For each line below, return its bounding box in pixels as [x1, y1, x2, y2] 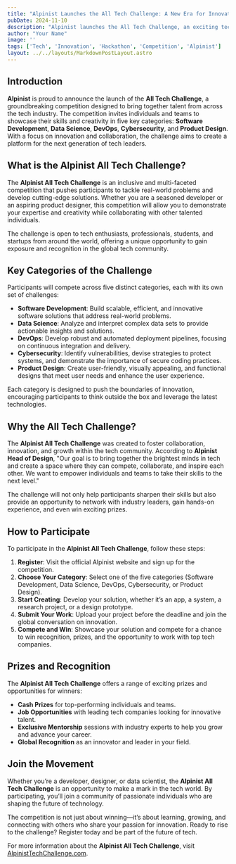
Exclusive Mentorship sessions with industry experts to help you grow [17, 723, 223, 731]
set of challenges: [7, 291, 60, 299]
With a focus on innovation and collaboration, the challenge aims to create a [7, 132, 228, 140]
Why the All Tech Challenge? [7, 420, 137, 433]
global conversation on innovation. [17, 617, 118, 626]
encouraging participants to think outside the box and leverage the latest [7, 393, 218, 401]
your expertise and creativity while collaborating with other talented [7, 208, 203, 217]
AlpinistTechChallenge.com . [7, 849, 88, 857]
